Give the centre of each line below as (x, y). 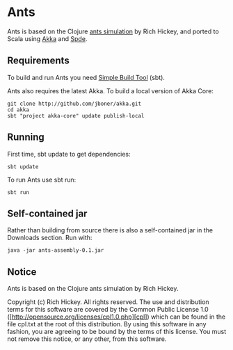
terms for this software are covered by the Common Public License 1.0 (108, 310)
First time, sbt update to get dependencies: (69, 154)
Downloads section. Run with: (50, 238)
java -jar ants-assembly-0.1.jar (56, 250)
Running (26, 137)
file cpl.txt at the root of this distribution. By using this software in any (107, 324)
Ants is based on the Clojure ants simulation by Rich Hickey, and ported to (113, 31)
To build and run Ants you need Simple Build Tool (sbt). (86, 77)
